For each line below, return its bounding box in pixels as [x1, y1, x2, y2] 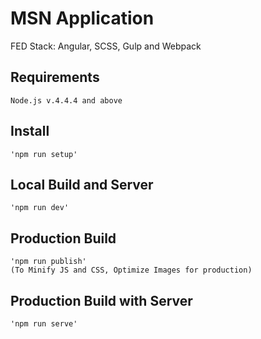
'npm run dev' [10, 203, 70, 213]
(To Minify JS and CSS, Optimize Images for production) [10, 265, 253, 276]
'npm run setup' [10, 149, 78, 159]
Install [10, 123, 50, 140]
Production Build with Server [10, 292, 193, 309]
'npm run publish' [10, 257, 87, 267]
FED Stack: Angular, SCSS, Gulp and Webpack [10, 40, 202, 52]
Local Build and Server [10, 176, 154, 193]
